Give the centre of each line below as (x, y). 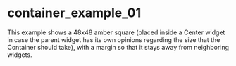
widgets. (20, 55)
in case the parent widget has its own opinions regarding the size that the (114, 39)
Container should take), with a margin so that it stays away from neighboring (118, 47)
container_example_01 (74, 13)
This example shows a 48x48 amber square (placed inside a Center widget (116, 32)
